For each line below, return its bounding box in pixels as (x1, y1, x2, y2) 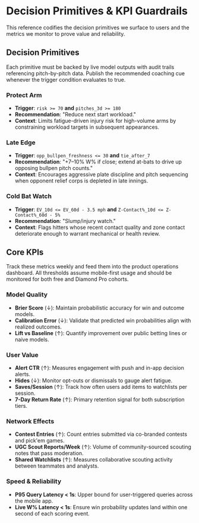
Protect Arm (6, 91, 42, 99)
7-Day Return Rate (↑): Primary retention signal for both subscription (14, 396, 185, 403)
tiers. (14, 403, 28, 410)
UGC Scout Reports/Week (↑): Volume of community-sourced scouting (14, 443, 191, 451)
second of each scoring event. (14, 510, 90, 517)
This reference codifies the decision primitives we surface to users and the (6, 24, 189, 31)
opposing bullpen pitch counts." (14, 165, 93, 172)
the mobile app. (14, 497, 53, 505)
